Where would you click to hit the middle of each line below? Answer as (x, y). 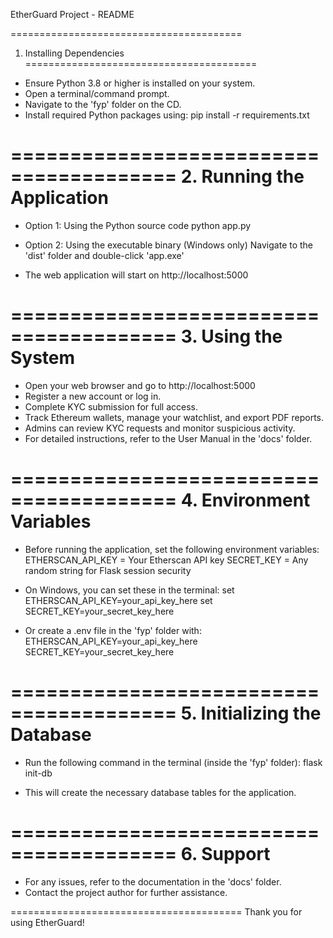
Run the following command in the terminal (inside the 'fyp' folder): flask (173, 762)
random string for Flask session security (108, 570)
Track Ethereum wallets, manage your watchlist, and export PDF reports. (174, 417)
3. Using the (231, 336)
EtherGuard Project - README (72, 14)
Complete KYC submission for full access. (111, 406)
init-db (38, 773)
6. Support (225, 853)
